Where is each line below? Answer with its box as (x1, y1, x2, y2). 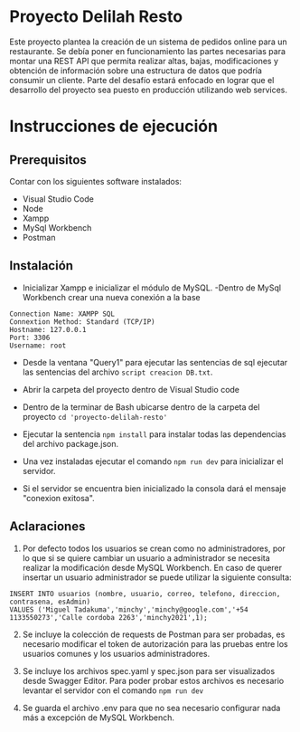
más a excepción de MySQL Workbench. (22, 712, 174, 723)
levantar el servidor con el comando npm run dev (22, 685, 204, 696)
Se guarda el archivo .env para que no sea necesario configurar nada (22, 702, 281, 713)
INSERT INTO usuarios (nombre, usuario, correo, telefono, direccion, (9, 589, 281, 598)
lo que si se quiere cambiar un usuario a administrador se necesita (22, 552, 271, 563)
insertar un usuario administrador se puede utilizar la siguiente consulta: (22, 572, 292, 583)
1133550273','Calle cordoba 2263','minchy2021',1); (9, 613, 208, 622)
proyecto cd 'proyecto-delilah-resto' (22, 411, 168, 422)
